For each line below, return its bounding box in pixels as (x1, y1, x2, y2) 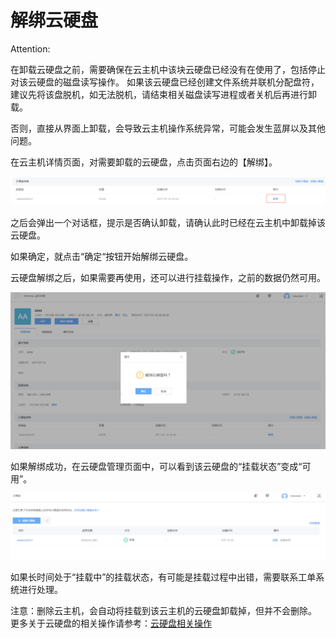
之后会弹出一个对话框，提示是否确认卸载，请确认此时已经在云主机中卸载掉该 (10, 217, 326, 229)
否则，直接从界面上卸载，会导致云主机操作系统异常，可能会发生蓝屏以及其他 (10, 122, 326, 134)
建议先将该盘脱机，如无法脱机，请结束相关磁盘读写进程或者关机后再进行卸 (10, 88, 317, 100)
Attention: (10, 42, 51, 55)
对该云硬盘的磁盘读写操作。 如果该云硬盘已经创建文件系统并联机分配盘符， (10, 76, 320, 88)
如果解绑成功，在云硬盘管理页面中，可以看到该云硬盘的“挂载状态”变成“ (10, 461, 303, 473)
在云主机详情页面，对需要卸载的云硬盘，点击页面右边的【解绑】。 (10, 156, 278, 168)
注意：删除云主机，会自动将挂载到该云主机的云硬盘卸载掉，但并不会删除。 (10, 604, 317, 616)
